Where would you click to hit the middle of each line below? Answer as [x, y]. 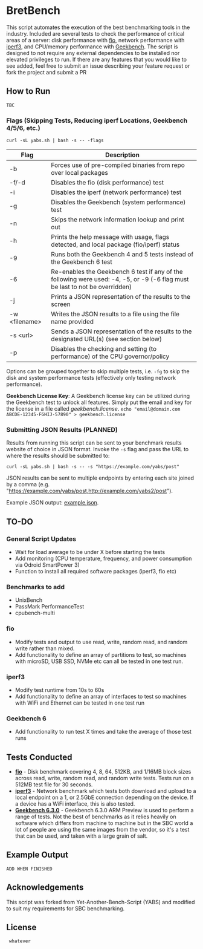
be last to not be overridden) [91, 287]
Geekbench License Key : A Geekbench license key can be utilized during [98, 396]
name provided [72, 322]
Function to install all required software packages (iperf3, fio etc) [96, 572]
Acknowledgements [45, 888]
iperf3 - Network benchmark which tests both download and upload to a [105, 791]
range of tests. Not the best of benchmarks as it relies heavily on [95, 817]
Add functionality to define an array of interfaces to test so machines [101, 696]
